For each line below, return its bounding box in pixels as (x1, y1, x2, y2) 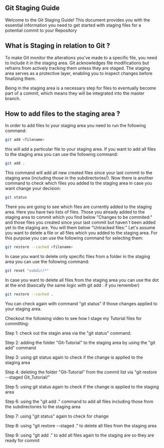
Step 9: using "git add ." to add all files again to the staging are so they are (5, 432, 155, 438)
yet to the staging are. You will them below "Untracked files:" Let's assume (5, 225, 155, 231)
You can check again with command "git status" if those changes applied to (5, 300, 158, 306)
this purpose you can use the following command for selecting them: (5, 235, 143, 241)
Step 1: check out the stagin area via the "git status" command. (5, 330, 132, 336)
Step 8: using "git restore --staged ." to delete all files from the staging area (5, 422, 157, 428)
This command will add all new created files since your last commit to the (5, 170, 153, 176)
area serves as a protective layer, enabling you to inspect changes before (5, 70, 153, 76)
